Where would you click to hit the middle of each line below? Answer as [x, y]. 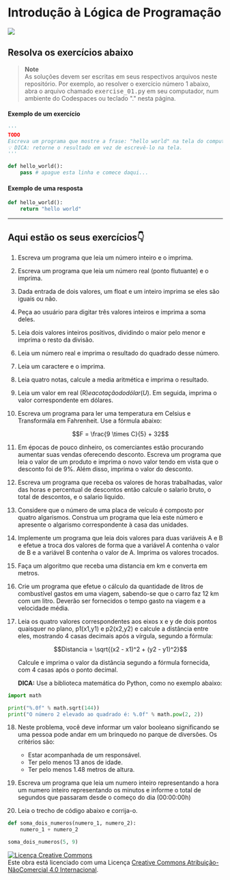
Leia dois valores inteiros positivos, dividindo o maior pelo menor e [111, 332]
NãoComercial [28, 870]
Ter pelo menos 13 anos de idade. [75, 762]
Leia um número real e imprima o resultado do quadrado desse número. [119, 353]
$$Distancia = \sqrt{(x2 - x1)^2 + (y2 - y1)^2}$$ [120, 649]
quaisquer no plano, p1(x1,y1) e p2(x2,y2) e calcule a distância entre [113, 629]
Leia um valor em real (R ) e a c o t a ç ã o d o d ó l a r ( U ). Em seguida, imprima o [117, 392]
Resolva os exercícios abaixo [71, 53]
